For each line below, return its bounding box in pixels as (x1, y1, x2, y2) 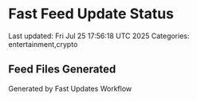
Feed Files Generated (8, 63, 116, 76)
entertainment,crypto (8, 39, 78, 49)
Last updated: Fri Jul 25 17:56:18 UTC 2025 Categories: (8, 31, 190, 41)
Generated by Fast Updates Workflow (8, 84, 132, 93)
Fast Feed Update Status (8, 5, 174, 23)
